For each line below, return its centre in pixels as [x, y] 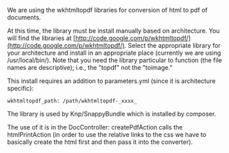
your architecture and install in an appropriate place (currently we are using [114, 53]
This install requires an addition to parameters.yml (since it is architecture [111, 81]
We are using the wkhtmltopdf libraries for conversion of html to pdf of [108, 10]
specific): [21, 88]
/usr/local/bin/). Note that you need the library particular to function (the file [114, 60]
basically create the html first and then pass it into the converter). [100, 142]
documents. [24, 17]
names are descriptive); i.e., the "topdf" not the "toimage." [90, 67]
